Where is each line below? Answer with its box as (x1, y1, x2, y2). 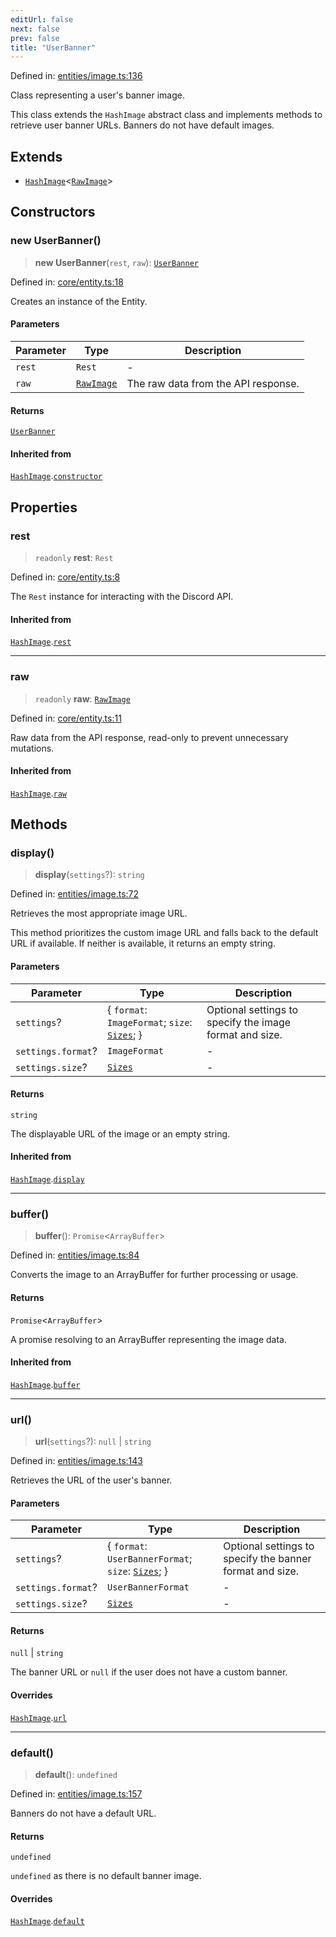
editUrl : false (10, 14, 74, 25)
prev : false (10, 33, 60, 43)
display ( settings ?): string (34, 869, 145, 881)
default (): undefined (34, 1768, 118, 1780)
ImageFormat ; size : (106, 1015, 193, 1029)
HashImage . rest (10, 636, 72, 648)
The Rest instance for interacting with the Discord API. (10, 591, 234, 603)
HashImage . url (10, 1711, 67, 1723)
